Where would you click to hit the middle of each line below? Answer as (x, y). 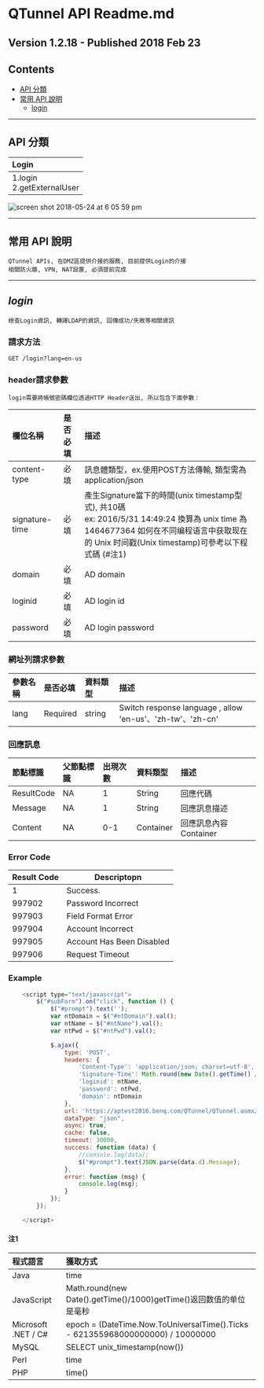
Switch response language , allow (181, 707)
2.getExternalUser (46, 188)
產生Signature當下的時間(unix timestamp (159, 495)
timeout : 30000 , (91, 1140)
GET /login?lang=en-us (45, 359)
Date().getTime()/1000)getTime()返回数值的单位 (156, 1300)
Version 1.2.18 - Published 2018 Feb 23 (104, 43)
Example (25, 978)
